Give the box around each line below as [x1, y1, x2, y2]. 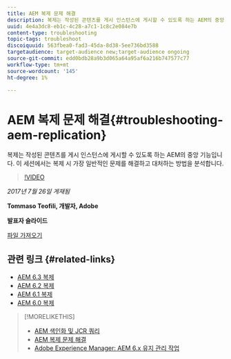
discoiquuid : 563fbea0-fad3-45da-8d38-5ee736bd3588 [7, 42, 159, 49]
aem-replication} [7, 127, 107, 143]
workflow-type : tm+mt [7, 61, 70, 68]
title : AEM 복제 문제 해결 [7, 10, 76, 17]
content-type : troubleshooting [7, 29, 97, 37]
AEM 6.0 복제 [17, 299, 54, 307]
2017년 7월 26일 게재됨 [7, 187, 70, 196]
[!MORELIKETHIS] [23, 313, 75, 321]
